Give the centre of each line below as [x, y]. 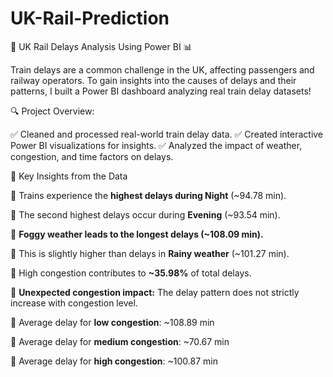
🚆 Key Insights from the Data [69, 176]
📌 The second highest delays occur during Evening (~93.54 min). [145, 214]
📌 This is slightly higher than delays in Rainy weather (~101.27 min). [150, 253]
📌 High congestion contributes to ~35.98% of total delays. [131, 273]
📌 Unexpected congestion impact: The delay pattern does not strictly [155, 292]
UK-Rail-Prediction [90, 18]
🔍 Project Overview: [52, 111]
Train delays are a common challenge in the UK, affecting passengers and [162, 69]
